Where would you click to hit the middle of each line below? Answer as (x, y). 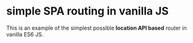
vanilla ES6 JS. (25, 34)
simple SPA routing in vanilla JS (88, 11)
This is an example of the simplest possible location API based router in (96, 28)
